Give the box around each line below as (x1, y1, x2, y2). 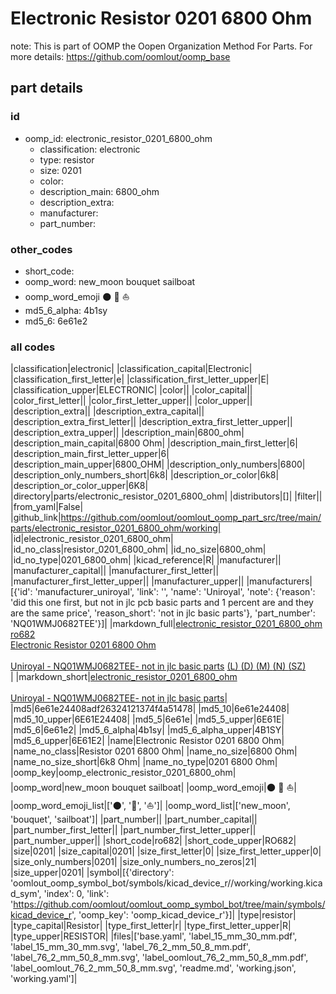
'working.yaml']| (10, 973, 78, 985)
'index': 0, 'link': (43, 888, 110, 900)
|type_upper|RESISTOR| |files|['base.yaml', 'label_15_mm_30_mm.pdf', (10, 930, 298, 942)
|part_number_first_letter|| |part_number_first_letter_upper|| (10, 824, 257, 836)
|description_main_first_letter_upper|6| (10, 448, 170, 460)
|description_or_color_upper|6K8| (10, 480, 149, 492)
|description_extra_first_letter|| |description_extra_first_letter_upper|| (10, 416, 293, 428)
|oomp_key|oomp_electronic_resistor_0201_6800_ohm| (10, 767, 237, 779)
